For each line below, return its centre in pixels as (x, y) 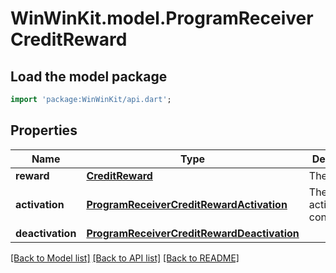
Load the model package (89, 76)
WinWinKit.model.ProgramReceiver (162, 18)
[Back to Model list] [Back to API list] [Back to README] (125, 258)
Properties (44, 130)
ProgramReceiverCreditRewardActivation (187, 204)
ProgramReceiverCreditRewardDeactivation (193, 233)
